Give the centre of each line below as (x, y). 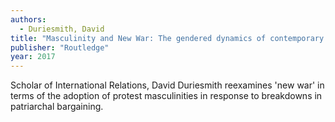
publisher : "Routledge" (60, 47)
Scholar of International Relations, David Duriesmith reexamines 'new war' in (167, 85)
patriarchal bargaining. (57, 107)
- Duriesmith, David (62, 29)
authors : (28, 19)
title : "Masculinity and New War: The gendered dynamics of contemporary (167, 38)
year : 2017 (33, 57)
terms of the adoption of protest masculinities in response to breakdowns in (166, 96)
